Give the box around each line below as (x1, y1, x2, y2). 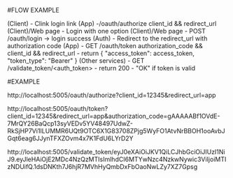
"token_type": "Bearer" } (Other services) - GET (7, 57, 145, 65)
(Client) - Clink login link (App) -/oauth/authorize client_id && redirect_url (7, 20, 217, 27)
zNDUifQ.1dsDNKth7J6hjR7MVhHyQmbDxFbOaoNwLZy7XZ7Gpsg (7, 163, 198, 170)
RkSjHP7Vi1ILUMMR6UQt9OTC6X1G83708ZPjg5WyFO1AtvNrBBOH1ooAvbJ (7, 127, 225, 135)
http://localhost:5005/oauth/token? (7, 105, 108, 112)
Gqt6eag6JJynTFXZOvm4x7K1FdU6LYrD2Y (7, 134, 134, 142)
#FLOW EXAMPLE (7, 6, 59, 14)
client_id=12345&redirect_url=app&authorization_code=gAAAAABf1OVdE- (7, 112, 220, 120)
